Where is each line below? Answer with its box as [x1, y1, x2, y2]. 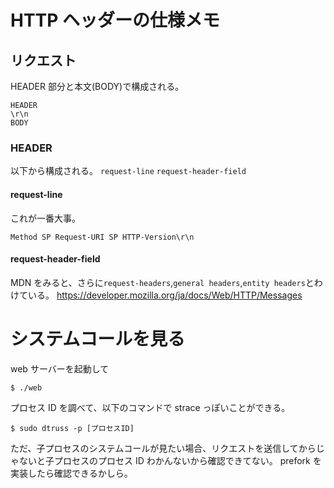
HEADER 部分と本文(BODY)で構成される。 [10, 81, 185, 92]
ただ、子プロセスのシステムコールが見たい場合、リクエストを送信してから [10, 442, 317, 454]
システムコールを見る [10, 327, 186, 350]
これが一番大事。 [10, 212, 81, 224]
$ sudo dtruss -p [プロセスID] [10, 423, 135, 433]
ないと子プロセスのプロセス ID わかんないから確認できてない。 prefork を [18, 454, 322, 466]
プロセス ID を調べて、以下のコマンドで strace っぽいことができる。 [10, 401, 291, 413]
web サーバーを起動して [10, 362, 110, 375]
